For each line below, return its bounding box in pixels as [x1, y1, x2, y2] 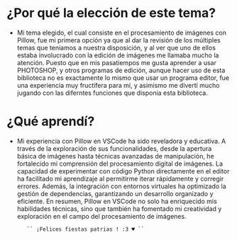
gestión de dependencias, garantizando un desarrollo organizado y [16, 189, 214, 198]
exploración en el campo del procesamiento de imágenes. [16, 212, 187, 220]
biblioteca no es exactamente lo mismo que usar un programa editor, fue [16, 73, 230, 82]
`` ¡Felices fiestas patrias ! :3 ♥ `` [26, 225, 145, 233]
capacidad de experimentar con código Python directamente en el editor [16, 166, 230, 175]
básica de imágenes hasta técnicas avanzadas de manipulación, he [16, 152, 214, 160]
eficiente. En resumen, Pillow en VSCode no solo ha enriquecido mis [16, 197, 217, 205]
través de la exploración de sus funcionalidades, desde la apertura [16, 144, 212, 153]
